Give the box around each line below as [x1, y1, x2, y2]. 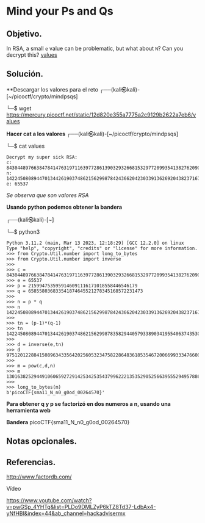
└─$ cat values [6, 142, 45, 150]
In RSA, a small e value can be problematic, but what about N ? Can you [6, 45, 184, 52]
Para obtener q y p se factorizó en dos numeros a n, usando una [6, 400, 171, 407]
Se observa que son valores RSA [6, 191, 89, 199]
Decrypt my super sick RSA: [6, 154, 78, 160]
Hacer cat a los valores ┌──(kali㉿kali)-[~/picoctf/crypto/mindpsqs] [6, 130, 179, 137]
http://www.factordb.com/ [6, 473, 72, 480]
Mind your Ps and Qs [6, 4, 114, 18]
